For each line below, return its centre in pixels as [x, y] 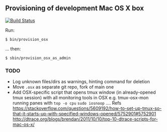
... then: [13, 49]
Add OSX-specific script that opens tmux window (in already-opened [84, 92]
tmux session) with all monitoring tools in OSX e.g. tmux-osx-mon [80, 98]
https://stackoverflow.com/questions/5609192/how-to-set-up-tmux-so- [87, 108]
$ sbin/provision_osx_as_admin [38, 58]
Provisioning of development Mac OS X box [75, 8]
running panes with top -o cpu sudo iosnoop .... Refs [67, 103]
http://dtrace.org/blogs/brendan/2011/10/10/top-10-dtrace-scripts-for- [85, 119]
